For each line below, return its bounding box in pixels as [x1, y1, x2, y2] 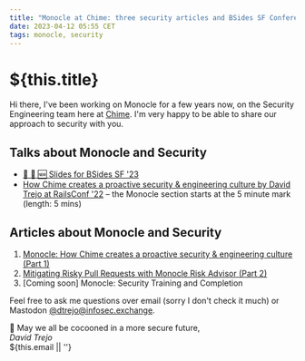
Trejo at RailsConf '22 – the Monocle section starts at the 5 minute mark [22, 189, 291, 200]
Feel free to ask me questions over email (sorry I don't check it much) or [9, 295, 280, 306]
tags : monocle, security [9, 30, 103, 39]
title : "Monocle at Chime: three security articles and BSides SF [9, 13, 266, 23]
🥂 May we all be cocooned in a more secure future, [9, 322, 201, 333]
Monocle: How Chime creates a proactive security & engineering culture [22, 249, 293, 259]
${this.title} [9, 69, 100, 90]
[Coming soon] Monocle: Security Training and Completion [22, 278, 243, 288]
